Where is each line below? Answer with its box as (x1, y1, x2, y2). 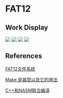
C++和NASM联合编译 (5, 87, 50, 93)
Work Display (5, 23, 48, 32)
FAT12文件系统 (5, 66, 35, 72)
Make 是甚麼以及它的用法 (5, 76, 58, 82)
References (5, 52, 42, 61)
